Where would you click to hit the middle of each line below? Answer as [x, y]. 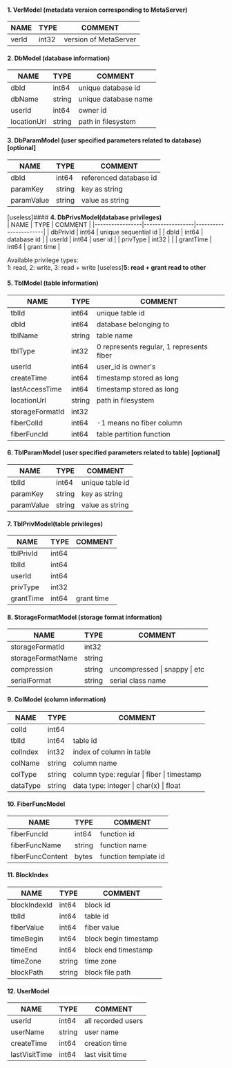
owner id [93, 111]
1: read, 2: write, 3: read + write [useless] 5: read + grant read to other [107, 267]
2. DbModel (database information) [59, 58]
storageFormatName [44, 659]
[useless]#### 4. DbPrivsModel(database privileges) [85, 217]
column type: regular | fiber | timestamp [137, 774]
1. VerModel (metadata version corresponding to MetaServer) [97, 10]
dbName [25, 99]
